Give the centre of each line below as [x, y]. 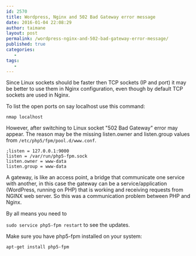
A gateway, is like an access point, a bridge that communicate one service [95, 178]
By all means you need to [37, 214]
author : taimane [26, 28]
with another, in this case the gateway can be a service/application [87, 184]
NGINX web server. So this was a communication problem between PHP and [98, 196]
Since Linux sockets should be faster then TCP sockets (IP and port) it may [96, 83]
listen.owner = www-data [36, 162]
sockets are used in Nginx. [38, 95]
